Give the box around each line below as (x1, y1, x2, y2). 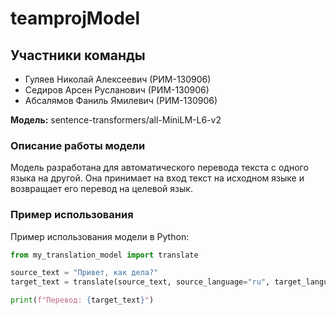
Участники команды (10, 47, 146, 64)
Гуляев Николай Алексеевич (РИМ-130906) (24, 73, 212, 85)
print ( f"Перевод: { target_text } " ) (10, 295, 155, 306)
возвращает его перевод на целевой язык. (10, 183, 193, 195)
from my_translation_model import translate (10, 250, 199, 260)
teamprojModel (10, 7, 141, 30)
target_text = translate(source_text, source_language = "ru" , (10, 277, 271, 287)
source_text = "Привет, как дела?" (10, 268, 159, 278)
